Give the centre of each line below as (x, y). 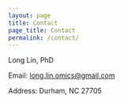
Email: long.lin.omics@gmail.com (62, 75)
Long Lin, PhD (31, 60)
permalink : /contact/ (44, 38)
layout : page (30, 15)
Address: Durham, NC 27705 (55, 91)
